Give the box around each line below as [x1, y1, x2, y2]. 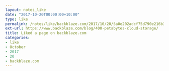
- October [5, 44, 26, 49]
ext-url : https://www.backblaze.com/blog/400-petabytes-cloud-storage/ [5, 26, 158, 31]
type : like [5, 16, 28, 21]
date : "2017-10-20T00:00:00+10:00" [5, 12, 80, 17]
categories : [5, 35, 30, 40]
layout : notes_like [5, 7, 46, 12]
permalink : [5, 21, 28, 26]
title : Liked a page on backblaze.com [5, 30, 87, 35]
